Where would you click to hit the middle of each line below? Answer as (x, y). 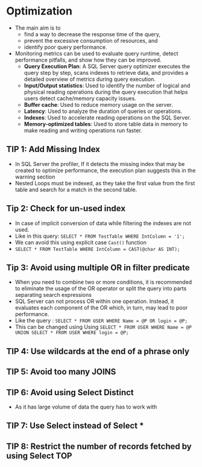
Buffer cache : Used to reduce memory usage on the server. (98, 104)
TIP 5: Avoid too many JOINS (61, 372)
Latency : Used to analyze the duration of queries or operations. (103, 111)
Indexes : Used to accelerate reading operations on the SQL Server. (107, 117)
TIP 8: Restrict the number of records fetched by (99, 446)
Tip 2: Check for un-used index (66, 208)
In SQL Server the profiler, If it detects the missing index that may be (100, 164)
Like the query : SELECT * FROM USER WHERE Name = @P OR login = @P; (101, 320)
